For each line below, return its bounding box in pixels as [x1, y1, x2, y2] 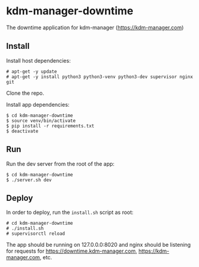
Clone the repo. [6, 89, 45, 97]
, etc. [39, 254, 52, 261]
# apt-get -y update [6, 69, 58, 74]
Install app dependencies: [6, 101, 70, 108]
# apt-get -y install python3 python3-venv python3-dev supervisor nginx [6, 73, 194, 80]
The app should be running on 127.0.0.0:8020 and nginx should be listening [6, 241, 191, 249]
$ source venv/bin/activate [6, 117, 76, 123]
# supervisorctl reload [6, 231, 66, 237]
